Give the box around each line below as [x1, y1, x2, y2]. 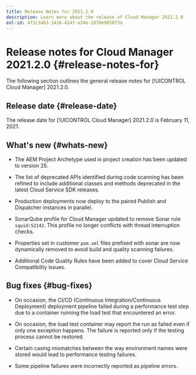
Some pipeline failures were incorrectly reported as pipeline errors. [14, 362, 178, 369]
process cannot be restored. [14, 333, 84, 340]
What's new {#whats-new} [6, 140, 108, 150]
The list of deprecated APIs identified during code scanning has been [14, 173, 184, 181]
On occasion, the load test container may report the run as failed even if [14, 320, 190, 328]
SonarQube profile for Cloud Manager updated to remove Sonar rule [14, 215, 181, 222]
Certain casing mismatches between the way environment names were [14, 344, 188, 351]
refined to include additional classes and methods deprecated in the [14, 180, 181, 187]
